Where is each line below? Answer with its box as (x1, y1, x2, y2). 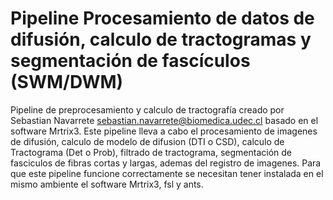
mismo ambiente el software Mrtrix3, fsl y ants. (10, 178, 204, 190)
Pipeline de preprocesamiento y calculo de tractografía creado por (10, 103, 285, 116)
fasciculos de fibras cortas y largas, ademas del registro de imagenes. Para (10, 157, 322, 169)
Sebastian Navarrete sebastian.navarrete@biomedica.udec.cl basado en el (10, 114, 319, 126)
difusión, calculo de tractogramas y (10, 28, 312, 51)
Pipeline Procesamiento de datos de (10, 7, 315, 30)
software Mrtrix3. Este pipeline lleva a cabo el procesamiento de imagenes (10, 125, 318, 137)
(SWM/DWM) (10, 71, 124, 94)
